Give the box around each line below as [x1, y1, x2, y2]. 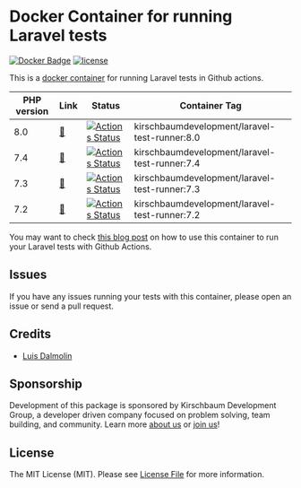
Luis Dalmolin [21, 350, 73, 361]
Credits [9, 327, 52, 342]
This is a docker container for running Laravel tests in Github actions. [9, 72, 264, 83]
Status [91, 99, 121, 111]
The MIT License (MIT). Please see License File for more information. [9, 469, 264, 480]
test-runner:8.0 [133, 131, 201, 144]
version [15, 105, 49, 118]
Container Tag [179, 99, 242, 111]
